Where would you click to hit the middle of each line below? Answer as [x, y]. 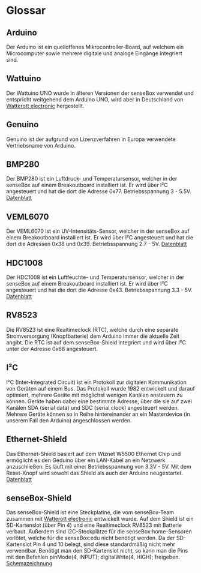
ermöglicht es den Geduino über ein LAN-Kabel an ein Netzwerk [86, 460]
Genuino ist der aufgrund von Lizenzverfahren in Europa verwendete [91, 139]
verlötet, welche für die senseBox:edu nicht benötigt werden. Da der [91, 538]
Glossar [26, 10]
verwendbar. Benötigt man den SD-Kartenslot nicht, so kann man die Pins [97, 551]
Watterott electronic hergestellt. [45, 106]
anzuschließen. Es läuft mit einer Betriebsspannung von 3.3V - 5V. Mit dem [99, 466]
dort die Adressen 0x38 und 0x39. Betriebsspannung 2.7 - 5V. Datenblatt [97, 244]
